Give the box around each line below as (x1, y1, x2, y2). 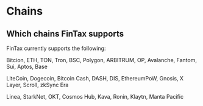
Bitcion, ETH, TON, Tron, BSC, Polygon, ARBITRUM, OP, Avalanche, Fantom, (6, 57, 197, 63)
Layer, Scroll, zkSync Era (6, 81, 69, 88)
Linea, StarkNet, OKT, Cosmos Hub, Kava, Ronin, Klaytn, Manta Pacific (6, 93, 184, 100)
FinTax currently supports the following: (6, 44, 106, 52)
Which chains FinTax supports (6, 29, 124, 39)
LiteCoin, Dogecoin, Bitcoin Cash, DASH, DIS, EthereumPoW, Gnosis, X (6, 75, 184, 82)
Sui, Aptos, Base (6, 63, 48, 70)
